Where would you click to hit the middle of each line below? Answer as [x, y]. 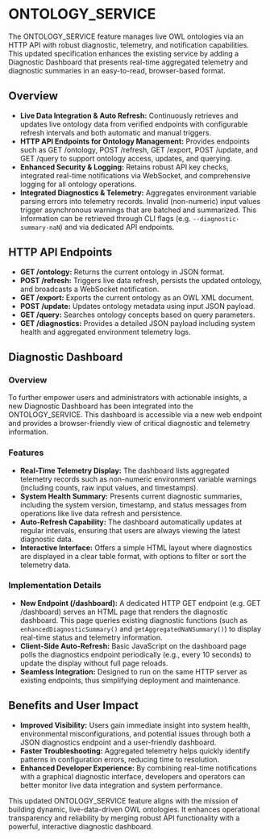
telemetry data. [45, 565]
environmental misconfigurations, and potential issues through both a [135, 733]
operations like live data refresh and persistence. [101, 513]
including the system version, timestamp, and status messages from [133, 504]
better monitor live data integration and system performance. [121, 785]
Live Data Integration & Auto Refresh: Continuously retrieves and [129, 115]
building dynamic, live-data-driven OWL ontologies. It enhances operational [134, 809]
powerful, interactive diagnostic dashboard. [81, 826]
